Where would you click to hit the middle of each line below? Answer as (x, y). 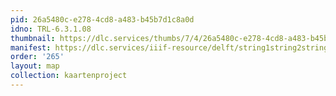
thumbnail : (33, 38)
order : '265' (37, 57)
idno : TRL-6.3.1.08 (51, 29)
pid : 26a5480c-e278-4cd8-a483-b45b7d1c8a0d (102, 19)
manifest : (31, 47)
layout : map (35, 66)
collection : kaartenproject (69, 76)
